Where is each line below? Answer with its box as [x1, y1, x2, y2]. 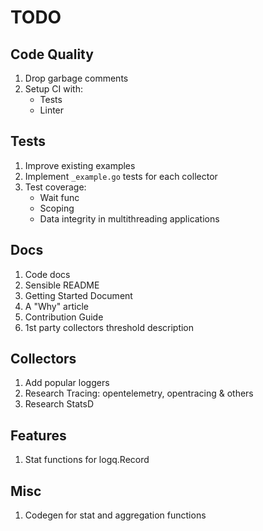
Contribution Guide [24, 311, 104, 323]
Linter [39, 104, 65, 116]
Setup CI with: [24, 83, 83, 95]
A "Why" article [24, 300, 89, 312]
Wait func [39, 191, 80, 203]
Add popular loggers [24, 377, 110, 389]
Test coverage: [24, 181, 87, 193]
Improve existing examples [24, 159, 136, 171]
